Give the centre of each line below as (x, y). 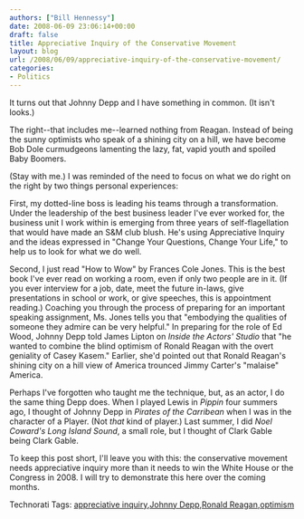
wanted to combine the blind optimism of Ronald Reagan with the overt (142, 346)
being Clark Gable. (44, 440)
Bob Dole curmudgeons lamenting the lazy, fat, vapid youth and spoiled (142, 149)
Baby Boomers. (38, 159)
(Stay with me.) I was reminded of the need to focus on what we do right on (150, 176)
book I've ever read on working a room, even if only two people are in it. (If (148, 278)
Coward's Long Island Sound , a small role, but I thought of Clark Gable (141, 430)
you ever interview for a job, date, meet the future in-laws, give (127, 288)
